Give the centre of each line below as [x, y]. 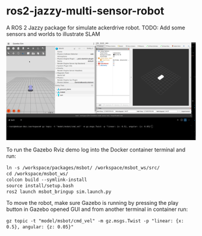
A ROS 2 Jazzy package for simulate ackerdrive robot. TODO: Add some [96, 28]
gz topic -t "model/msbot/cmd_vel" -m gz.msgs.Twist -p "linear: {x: [95, 221]
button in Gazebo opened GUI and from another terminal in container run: [97, 209]
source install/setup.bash [40, 186]
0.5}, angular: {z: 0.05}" [40, 227]
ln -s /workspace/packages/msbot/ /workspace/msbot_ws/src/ [83, 168]
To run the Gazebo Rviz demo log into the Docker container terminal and [96, 149]
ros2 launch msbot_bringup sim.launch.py [59, 192]
